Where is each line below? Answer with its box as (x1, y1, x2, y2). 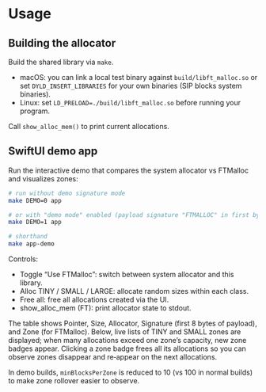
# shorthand (8, 233, 47, 241)
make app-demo (8, 240, 55, 248)
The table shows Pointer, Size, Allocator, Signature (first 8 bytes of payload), (8, 318, 257, 329)
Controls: (8, 254, 38, 264)
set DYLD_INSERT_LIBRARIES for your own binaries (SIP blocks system (19, 81, 242, 90)
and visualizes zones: (8, 173, 79, 183)
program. (19, 106, 50, 116)
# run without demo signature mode (8, 189, 126, 197)
